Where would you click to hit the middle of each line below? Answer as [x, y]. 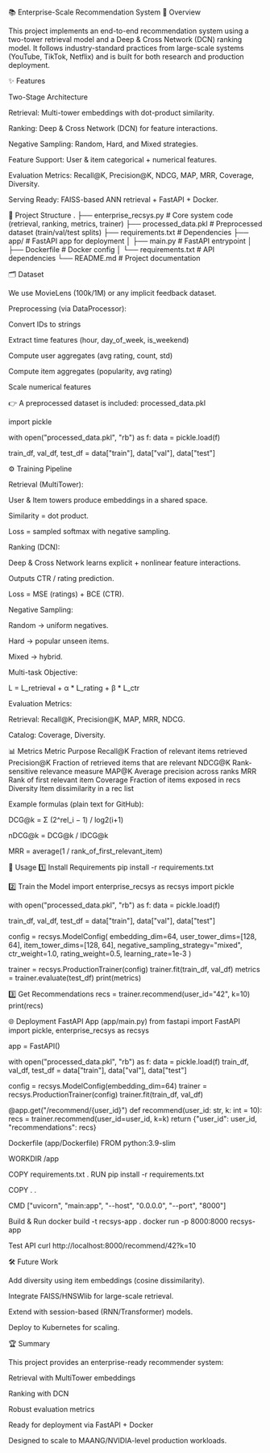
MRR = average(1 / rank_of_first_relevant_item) [85, 851]
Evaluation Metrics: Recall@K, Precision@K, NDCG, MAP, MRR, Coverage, [131, 175]
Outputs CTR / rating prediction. [61, 578]
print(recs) [26, 1006]
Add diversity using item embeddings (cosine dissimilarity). [107, 1280]
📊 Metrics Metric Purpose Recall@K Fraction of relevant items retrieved [128, 751]
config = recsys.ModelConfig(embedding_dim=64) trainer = [108, 1086]
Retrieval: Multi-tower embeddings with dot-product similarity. [112, 113]
